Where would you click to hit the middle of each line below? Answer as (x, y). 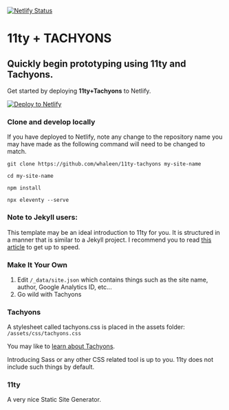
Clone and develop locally (51, 122)
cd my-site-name (30, 176)
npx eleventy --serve (38, 200)
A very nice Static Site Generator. (54, 400)
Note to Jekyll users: (42, 218)
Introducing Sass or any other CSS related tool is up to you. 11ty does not (110, 360)
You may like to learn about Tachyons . (61, 346)
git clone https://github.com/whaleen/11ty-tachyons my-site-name (104, 164)
